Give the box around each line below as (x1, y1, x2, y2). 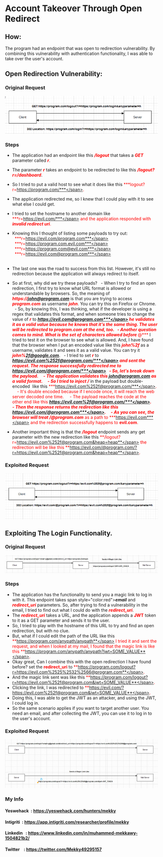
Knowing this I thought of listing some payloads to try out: (12, 230, 128, 236)
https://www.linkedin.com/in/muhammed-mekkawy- (28, 830, 138, 836)
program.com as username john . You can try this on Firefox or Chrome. (12, 301, 157, 307)
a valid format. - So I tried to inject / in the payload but (12, 378, 127, 384)
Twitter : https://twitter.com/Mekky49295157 (5, 846, 102, 852)
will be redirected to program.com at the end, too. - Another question (12, 326, 157, 333)
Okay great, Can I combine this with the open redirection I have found (12, 659, 151, 665)
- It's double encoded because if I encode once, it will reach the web (16, 389, 155, 394)
